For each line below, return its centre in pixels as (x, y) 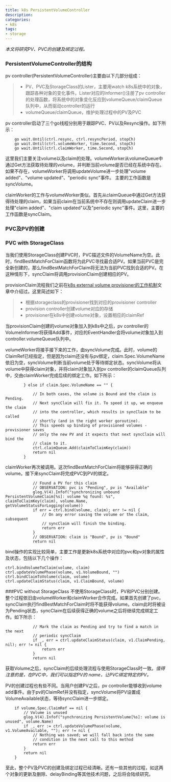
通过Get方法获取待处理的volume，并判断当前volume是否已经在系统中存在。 (85, 165)
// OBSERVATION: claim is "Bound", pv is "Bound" (86, 537)
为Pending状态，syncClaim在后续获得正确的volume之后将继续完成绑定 (80, 610)
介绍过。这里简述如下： (39, 291)
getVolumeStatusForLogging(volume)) (44, 506)
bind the (15, 439)
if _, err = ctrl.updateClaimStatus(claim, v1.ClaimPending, (99, 640)
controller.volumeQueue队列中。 (40, 338)
